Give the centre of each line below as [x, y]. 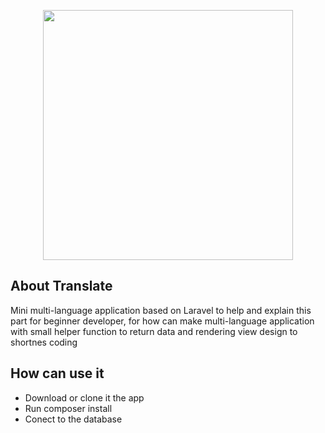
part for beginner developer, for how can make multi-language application [162, 321]
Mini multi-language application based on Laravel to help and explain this [161, 310]
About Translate [61, 286]
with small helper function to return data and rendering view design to [154, 331]
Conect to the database [73, 419]
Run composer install [68, 408]
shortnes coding [44, 342]
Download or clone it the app [84, 397]
